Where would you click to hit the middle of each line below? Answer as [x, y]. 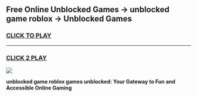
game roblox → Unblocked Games [69, 19]
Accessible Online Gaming [39, 88]
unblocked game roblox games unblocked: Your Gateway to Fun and [91, 81]
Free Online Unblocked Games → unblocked [88, 10]
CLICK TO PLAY [29, 36]
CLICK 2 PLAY [26, 58]
